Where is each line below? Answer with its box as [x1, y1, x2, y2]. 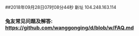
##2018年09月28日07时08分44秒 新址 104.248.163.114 [5, 4, 117, 10]
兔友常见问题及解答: [5, 18, 53, 25]
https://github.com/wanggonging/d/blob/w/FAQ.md [5, 24, 134, 31]
